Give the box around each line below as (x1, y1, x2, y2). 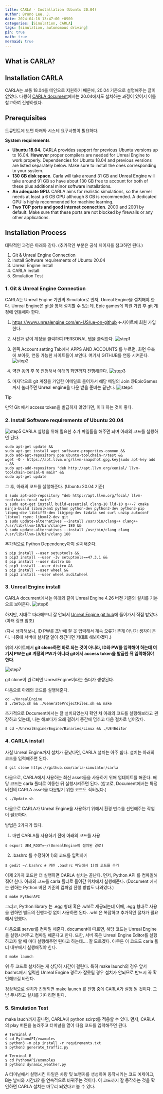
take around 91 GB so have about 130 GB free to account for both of (12, 178, 148, 184)
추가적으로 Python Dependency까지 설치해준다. (5, 541, 97, 547)
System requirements (5, 137, 50, 143)
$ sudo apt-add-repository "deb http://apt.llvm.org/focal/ (5, 493, 130, 498)
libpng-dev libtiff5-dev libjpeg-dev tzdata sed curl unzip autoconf (5, 511, 149, 515)
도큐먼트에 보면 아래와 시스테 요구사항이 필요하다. (5, 128, 99, 134)
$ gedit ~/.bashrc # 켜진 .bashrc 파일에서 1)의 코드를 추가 (5, 863, 119, 868)
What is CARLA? (5, 57, 55, 66)
